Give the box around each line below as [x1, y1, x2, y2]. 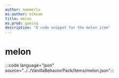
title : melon [5, 16, 32, 21]
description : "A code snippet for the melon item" [5, 25, 111, 30]
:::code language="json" [5, 62, 54, 68]
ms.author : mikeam [5, 12, 43, 17]
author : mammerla [5, 7, 41, 12]
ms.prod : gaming [5, 20, 38, 26]
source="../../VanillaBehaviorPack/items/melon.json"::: [5, 68, 114, 74]
